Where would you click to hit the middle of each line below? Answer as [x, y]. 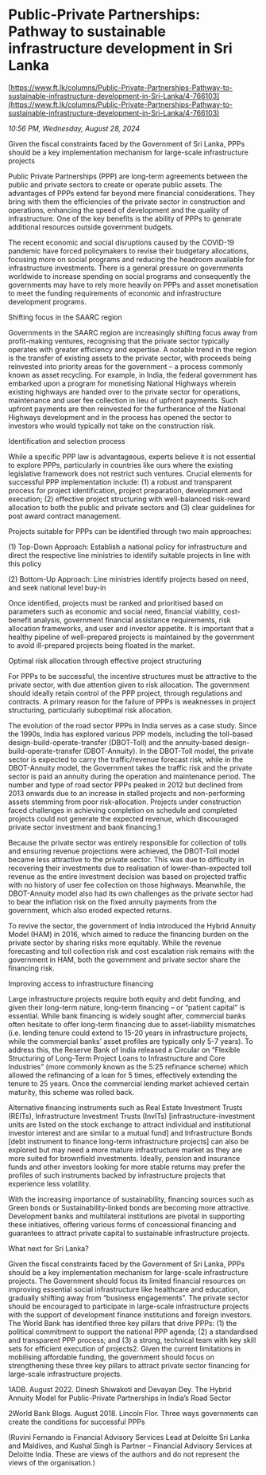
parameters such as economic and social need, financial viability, [115, 611]
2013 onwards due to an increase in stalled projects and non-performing [127, 793]
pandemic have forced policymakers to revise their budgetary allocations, [129, 251]
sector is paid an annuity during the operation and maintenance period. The [132, 776]
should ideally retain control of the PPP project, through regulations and [125, 693]
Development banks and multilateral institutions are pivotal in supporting [126, 1216]
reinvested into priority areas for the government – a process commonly [126, 366]
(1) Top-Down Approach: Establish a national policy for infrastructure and [128, 547]
